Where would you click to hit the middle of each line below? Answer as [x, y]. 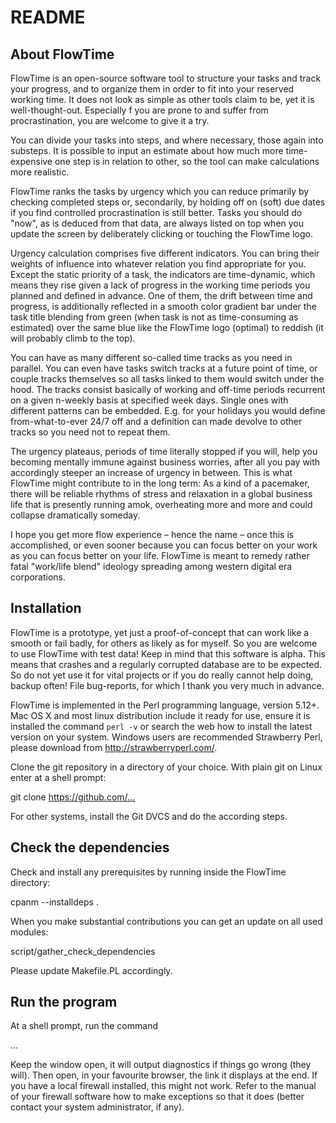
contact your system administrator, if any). [97, 1107]
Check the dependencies [90, 847]
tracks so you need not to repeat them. [90, 432]
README [48, 17]
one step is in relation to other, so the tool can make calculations [187, 161]
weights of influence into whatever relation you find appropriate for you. [158, 264]
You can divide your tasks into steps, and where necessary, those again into [167, 140]
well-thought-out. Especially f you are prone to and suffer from [139, 110]
